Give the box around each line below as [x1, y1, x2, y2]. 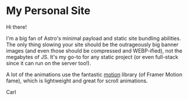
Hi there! [6, 23, 27, 30]
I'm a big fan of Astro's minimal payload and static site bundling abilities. [6, 35, 181, 42]
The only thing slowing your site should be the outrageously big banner [6, 41, 179, 48]
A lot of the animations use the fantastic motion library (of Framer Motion [6, 71, 183, 78]
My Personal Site [6, 4, 91, 18]
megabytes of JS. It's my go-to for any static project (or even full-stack [6, 53, 179, 60]
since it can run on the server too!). [6, 60, 91, 67]
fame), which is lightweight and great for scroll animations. [6, 77, 148, 84]
